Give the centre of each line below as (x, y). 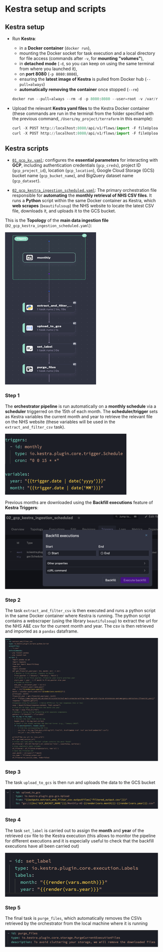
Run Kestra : (24, 38)
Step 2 (13, 600)
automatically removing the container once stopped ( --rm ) (79, 89)
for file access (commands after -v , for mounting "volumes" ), (81, 58)
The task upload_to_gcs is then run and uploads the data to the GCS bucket (80, 783)
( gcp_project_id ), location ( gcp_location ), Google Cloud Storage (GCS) (83, 170)
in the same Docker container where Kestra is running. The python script (78, 616)
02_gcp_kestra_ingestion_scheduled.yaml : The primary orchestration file (84, 190)
